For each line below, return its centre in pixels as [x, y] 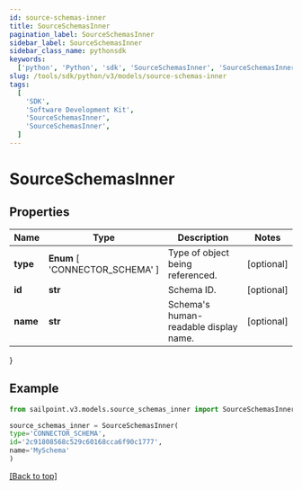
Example [34, 389]
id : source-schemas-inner [58, 18]
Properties [40, 212]
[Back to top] [33, 476]
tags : [19, 85]
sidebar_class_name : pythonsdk [68, 51]
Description [203, 237]
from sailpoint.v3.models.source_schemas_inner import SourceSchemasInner [152, 409]
